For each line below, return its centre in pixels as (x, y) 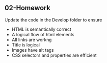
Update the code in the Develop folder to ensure (53, 20)
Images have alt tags (33, 50)
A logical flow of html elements (43, 34)
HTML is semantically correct (41, 29)
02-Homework (27, 8)
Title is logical (26, 45)
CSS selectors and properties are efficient (54, 55)
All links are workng (32, 40)
